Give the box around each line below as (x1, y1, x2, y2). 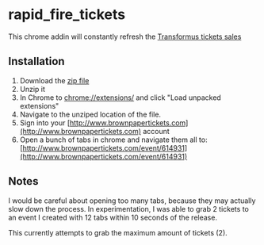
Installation (8, 55, 65, 68)
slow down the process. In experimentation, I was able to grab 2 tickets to (8, 204, 250, 213)
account (142, 126, 170, 136)
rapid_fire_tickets (8, 6, 126, 24)
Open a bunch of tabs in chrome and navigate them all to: (19, 135, 208, 144)
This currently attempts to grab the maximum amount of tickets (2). (8, 228, 228, 237)
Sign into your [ (19, 117, 70, 128)
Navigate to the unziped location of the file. (19, 109, 161, 119)
